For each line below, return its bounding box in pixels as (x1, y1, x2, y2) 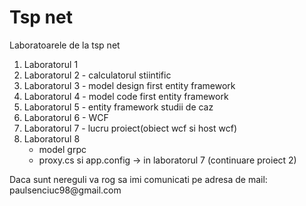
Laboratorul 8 (23, 132, 81, 145)
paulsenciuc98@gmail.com (9, 184, 122, 196)
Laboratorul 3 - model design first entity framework (23, 79, 236, 91)
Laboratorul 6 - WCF (23, 111, 109, 123)
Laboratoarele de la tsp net (9, 39, 121, 51)
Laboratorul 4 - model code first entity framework (23, 90, 229, 102)
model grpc (38, 143, 87, 155)
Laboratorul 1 (23, 58, 79, 70)
